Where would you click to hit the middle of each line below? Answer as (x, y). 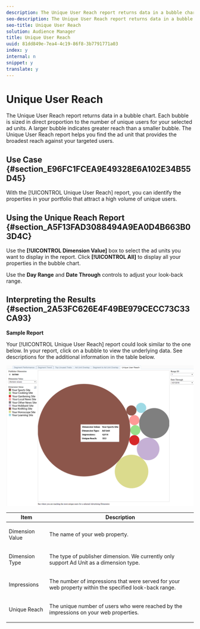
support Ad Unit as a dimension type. (94, 562)
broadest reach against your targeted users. (60, 141)
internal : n (21, 57)
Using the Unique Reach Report (65, 218)
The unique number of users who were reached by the (116, 606)
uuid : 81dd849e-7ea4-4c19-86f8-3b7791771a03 (62, 44)
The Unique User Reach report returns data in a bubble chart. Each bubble (98, 115)
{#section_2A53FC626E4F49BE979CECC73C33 (98, 309)
